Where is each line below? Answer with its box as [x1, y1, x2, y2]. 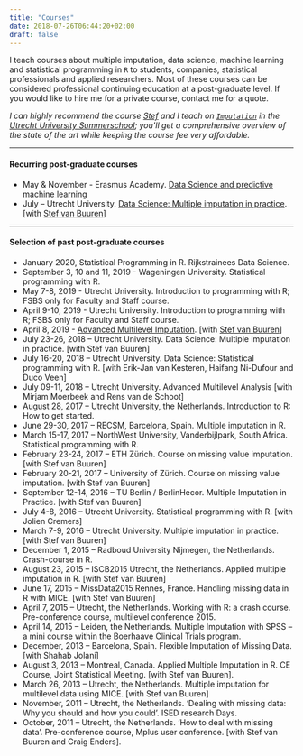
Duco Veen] [22, 372, 68, 383]
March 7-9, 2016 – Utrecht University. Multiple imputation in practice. [22, 525, 280, 536]
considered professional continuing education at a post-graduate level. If [9, 83, 280, 95]
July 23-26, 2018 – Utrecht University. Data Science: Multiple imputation [22, 333, 291, 344]
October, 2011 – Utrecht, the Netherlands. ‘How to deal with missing [22, 716, 273, 727]
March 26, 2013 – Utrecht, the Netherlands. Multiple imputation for [22, 678, 270, 689]
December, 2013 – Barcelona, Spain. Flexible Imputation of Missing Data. [22, 640, 293, 650]
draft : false [9, 30, 59, 39]
